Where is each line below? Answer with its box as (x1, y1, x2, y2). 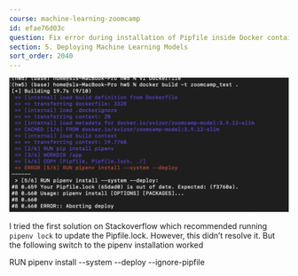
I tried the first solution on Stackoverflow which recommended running (9, 220, 268, 231)
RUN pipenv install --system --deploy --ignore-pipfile (9, 256, 206, 267)
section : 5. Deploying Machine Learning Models (9, 43, 189, 51)
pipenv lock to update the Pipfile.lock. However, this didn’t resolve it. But (9, 230, 276, 241)
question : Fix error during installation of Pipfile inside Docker (9, 33, 264, 42)
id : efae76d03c (9, 23, 66, 33)
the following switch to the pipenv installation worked (9, 240, 204, 250)
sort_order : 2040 (9, 51, 74, 61)
